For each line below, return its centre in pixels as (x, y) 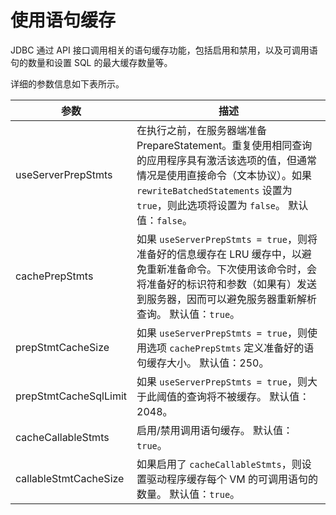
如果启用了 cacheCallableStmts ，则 (219, 464)
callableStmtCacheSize (70, 478)
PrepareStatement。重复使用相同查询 (224, 145)
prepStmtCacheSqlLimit (71, 396)
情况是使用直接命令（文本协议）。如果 (224, 175)
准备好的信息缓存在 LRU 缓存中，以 (219, 254)
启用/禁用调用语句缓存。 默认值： (215, 430)
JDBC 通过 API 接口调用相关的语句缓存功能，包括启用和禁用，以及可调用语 (164, 50)
